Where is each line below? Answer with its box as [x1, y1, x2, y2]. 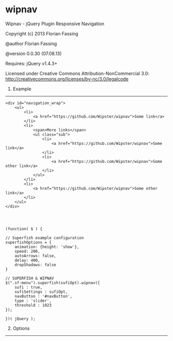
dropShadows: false [14, 262, 57, 268]
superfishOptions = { [5, 240, 52, 245]
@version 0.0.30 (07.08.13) [5, 50, 62, 56]
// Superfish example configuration [5, 235, 84, 240]
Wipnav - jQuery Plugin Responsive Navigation [5, 21, 105, 27]
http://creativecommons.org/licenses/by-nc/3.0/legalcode [5, 75, 129, 82]
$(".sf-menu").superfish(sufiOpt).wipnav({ [5, 280, 100, 286]
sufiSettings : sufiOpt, [14, 289, 68, 294]
